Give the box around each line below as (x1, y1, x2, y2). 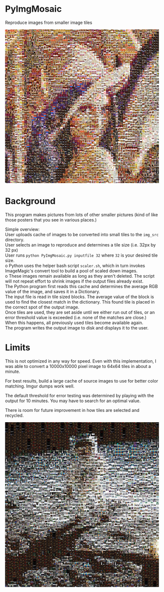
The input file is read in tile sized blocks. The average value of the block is (5, 294, 154, 300)
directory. (5, 237, 24, 243)
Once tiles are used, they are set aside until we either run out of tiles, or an (5, 309, 155, 315)
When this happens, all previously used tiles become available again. (5, 320, 143, 326)
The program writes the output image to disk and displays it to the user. (5, 325, 149, 330)
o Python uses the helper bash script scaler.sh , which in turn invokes (5, 263, 145, 268)
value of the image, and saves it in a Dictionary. (5, 288, 100, 294)
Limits (5, 342, 31, 353)
